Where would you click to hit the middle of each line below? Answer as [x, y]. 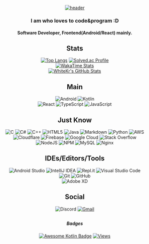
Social [75, 197]
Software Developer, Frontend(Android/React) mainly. [75, 33]
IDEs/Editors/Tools [75, 159]
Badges [75, 223]
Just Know [75, 120]
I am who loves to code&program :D [75, 21]
